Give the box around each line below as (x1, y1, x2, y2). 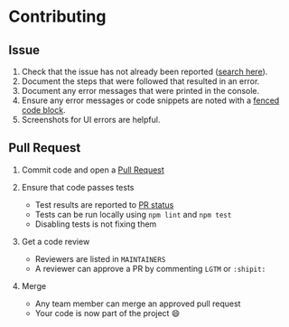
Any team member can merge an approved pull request (34, 298, 241, 309)
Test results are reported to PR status (34, 199, 174, 210)
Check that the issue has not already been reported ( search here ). (21, 66, 268, 77)
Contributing (8, 6, 107, 27)
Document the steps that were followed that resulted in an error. (21, 76, 260, 87)
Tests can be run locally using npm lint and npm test (34, 209, 232, 220)
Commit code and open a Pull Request (21, 164, 164, 175)
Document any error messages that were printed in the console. (21, 86, 260, 96)
